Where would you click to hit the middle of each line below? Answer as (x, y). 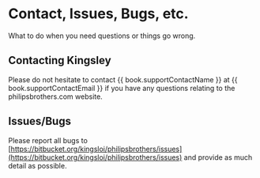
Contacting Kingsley (60, 61)
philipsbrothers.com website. (55, 97)
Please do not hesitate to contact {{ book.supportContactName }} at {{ (123, 79)
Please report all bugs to (48, 140)
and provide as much (218, 157)
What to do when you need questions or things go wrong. (102, 36)
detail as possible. (38, 165)
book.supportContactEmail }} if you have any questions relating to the (122, 88)
